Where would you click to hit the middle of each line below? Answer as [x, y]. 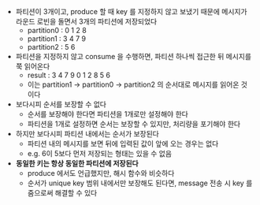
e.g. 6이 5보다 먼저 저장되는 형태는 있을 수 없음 [99, 153]
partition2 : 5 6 [51, 47]
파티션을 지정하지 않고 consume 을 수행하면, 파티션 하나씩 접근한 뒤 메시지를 [134, 56]
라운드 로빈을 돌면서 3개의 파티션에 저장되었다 [86, 21]
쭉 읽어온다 [33, 66]
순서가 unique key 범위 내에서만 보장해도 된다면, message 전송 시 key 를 [140, 183]
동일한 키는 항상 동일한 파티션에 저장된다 [77, 163]
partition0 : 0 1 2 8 [57, 30]
